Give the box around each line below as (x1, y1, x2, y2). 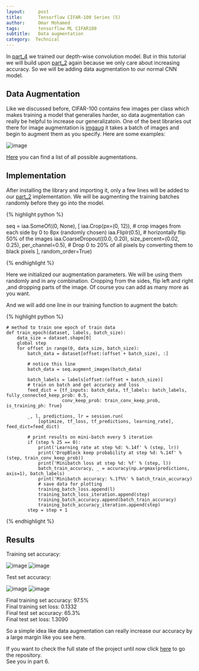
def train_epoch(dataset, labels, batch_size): (6, 329, 127, 336)
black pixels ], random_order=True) (6, 248, 92, 255)
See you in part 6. (6, 658, 49, 665)
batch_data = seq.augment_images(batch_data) (27, 366, 143, 372)
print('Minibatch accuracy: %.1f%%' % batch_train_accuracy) (37, 475, 193, 482)
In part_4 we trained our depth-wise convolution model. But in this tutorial (6, 53, 186, 60)
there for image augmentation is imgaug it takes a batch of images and (6, 123, 179, 131)
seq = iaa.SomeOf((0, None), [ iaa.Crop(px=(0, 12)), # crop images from (6, 222, 181, 230)
